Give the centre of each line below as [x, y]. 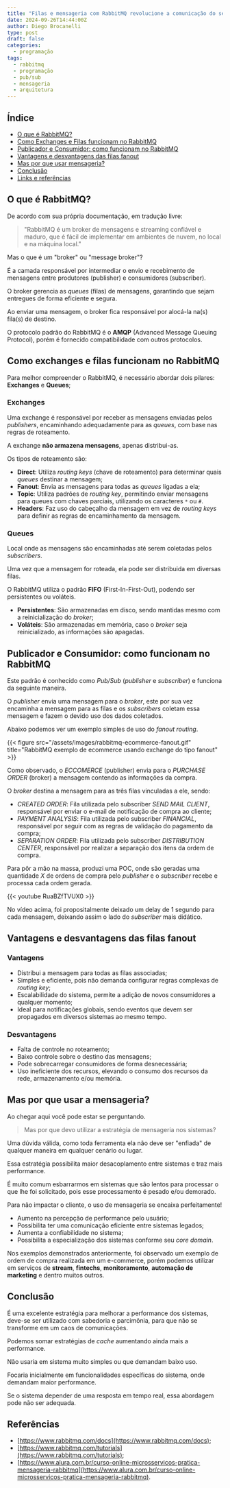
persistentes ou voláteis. [42, 597]
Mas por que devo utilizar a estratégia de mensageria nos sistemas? [120, 1129]
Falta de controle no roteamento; [63, 1049]
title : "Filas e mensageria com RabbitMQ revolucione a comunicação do [111, 13]
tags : [15, 58]
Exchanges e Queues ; [39, 385]
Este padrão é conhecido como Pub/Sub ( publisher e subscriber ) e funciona [115, 680]
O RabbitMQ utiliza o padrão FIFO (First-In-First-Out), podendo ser [101, 590]
